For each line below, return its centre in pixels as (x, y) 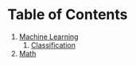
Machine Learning (49, 37)
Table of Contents (68, 15)
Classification (53, 45)
